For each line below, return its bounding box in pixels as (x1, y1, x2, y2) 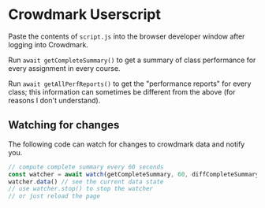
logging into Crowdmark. (8, 39, 89, 49)
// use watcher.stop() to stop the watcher (8, 185, 154, 193)
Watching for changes (8, 118, 120, 132)
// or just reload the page (8, 192, 101, 200)
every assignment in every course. (8, 63, 121, 72)
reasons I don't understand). (8, 95, 101, 105)
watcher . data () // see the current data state (8, 177, 164, 186)
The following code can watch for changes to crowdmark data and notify (8, 139, 245, 149)
